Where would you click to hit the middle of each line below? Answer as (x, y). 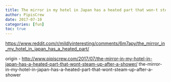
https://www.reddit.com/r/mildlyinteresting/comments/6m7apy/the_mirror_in (85, 43)
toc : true (16, 29)
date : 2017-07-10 (24, 19)
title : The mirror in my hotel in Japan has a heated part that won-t (82, 10)
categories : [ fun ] (25, 24)
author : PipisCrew (25, 15)
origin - (13, 59)
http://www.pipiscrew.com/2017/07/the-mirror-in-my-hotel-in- (87, 59)
